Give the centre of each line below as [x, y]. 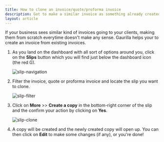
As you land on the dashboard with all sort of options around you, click [83, 52]
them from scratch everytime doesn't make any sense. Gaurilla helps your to [82, 37]
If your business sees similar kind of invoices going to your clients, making [80, 33]
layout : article [21, 18]
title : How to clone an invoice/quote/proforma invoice [63, 9]
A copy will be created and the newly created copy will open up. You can [85, 129]
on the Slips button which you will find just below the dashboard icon [82, 57]
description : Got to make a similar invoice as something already [74, 14]
